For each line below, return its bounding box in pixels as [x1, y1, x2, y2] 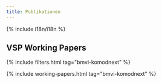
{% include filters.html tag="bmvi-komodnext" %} [6, 58, 131, 66]
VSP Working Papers [6, 43, 86, 53]
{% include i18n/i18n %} [6, 25, 66, 32]
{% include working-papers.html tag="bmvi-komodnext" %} [6, 70, 157, 78]
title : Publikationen [6, 8, 61, 15]
